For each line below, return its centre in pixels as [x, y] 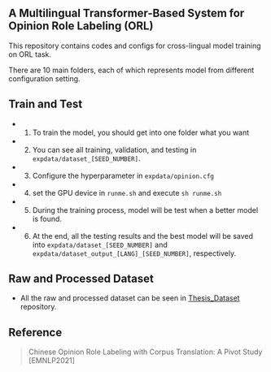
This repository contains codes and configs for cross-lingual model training [135, 45]
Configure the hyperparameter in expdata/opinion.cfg [123, 175]
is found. [47, 218]
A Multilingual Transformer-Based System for [127, 13]
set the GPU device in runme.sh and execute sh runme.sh [127, 192]
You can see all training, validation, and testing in [114, 149]
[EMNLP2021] [52, 361]
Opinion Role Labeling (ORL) [81, 26]
